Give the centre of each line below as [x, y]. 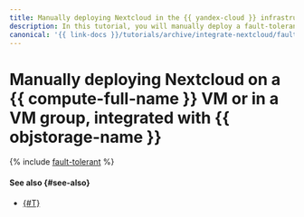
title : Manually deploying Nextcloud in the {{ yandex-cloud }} [133, 18]
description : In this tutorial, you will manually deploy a [125, 26]
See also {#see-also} [50, 183]
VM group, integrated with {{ [120, 118]
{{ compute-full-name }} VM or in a [144, 98]
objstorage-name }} [85, 137]
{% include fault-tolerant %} [62, 162]
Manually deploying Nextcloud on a [145, 79]
